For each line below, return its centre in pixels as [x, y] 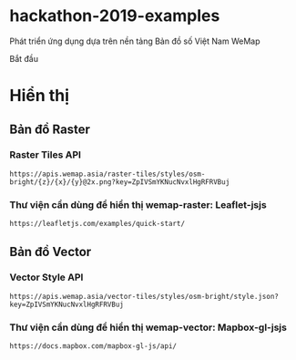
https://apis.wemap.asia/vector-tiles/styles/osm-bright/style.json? [144, 296]
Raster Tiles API [46, 155]
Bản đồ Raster [50, 129]
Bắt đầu [24, 58]
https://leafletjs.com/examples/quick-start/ [97, 224]
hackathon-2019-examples [115, 16]
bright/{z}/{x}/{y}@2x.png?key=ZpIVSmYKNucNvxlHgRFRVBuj [120, 182]
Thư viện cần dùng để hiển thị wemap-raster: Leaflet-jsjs [138, 204]
